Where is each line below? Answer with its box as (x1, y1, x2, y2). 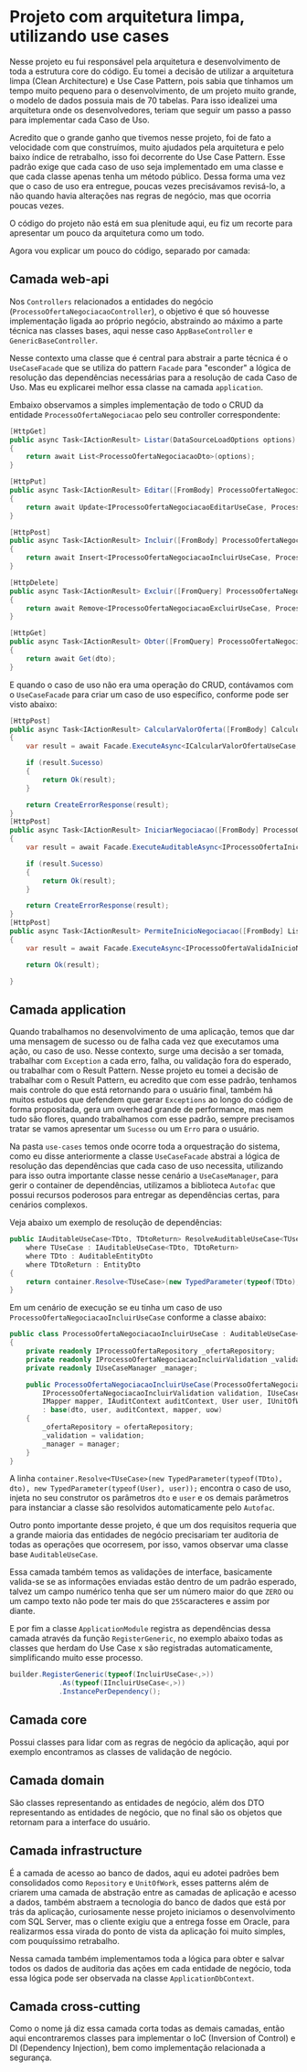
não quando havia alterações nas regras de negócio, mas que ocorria (9, 190, 271, 201)
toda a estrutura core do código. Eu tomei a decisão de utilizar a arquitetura (9, 66, 294, 77)
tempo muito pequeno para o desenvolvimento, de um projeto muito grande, (9, 85, 297, 96)
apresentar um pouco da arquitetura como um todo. (9, 227, 205, 239)
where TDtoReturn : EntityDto (26, 1259, 142, 1270)
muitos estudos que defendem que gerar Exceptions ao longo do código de (9, 1094, 294, 1105)
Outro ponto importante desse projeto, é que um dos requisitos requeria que (9, 1520, 297, 1531)
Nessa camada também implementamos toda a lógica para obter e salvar (9, 1953, 285, 1964)
